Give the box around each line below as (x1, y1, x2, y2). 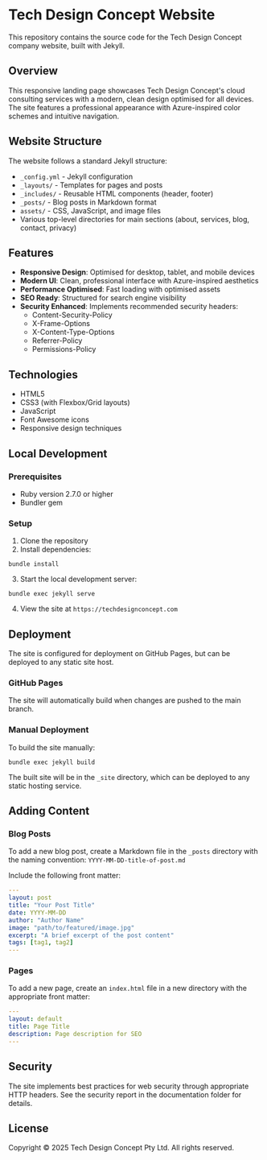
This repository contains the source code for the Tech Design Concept (8, 32, 243, 42)
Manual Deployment (8, 724, 89, 736)
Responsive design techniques (19, 423, 122, 433)
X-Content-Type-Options (31, 328, 115, 337)
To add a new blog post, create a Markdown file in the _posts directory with (8, 847, 259, 857)
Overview (8, 64, 59, 78)
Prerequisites (8, 471, 62, 482)
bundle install (8, 560, 60, 568)
